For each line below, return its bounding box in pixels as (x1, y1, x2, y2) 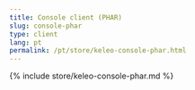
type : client (9, 29, 58, 38)
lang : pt (9, 37, 42, 47)
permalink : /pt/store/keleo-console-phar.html (9, 46, 187, 55)
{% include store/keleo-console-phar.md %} (9, 70, 174, 81)
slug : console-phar (9, 21, 83, 30)
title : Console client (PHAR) (9, 12, 123, 22)
